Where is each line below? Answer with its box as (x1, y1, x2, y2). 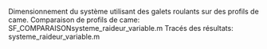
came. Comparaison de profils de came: (8, 15, 140, 24)
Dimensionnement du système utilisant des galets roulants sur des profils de (8, 7, 259, 16)
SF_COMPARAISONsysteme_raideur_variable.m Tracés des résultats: (8, 24, 234, 32)
